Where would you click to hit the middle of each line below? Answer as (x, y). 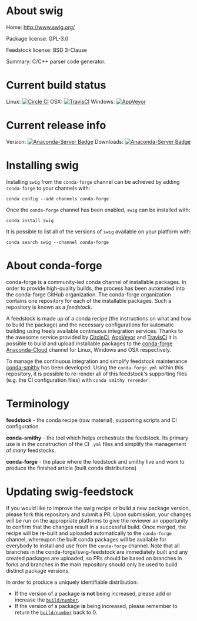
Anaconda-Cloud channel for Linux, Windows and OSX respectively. (89, 349)
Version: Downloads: (65, 141)
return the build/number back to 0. (56, 612)
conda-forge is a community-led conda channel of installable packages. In (96, 282)
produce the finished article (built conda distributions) (71, 468)
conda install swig (30, 220)
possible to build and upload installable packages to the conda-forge (89, 343)
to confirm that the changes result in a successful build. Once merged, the (96, 527)
